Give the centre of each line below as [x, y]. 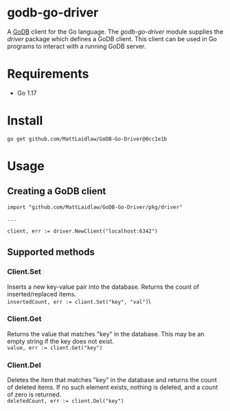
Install [25, 121]
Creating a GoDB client [57, 191]
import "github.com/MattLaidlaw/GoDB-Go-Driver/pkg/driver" [95, 207]
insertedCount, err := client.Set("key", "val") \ [79, 301]
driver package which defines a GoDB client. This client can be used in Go [112, 38]
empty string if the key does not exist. [61, 341]
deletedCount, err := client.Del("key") [66, 401]
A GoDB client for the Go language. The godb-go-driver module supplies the [115, 32]
